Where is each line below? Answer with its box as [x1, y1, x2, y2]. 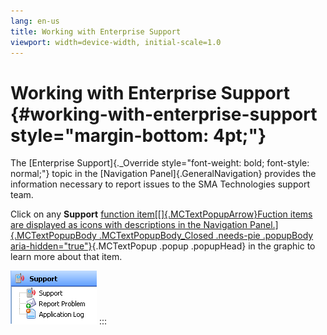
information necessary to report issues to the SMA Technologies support [10, 178, 310, 190]
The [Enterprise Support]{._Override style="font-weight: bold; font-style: [10, 157, 310, 169]
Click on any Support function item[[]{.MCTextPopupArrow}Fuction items [10, 208, 313, 220]
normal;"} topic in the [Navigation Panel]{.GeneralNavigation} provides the [10, 168, 317, 180]
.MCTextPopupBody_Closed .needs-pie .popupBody [98, 230, 314, 242]
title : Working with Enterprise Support [10, 26, 182, 37]
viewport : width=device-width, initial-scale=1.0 [10, 37, 222, 47]
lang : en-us [10, 16, 60, 26]
